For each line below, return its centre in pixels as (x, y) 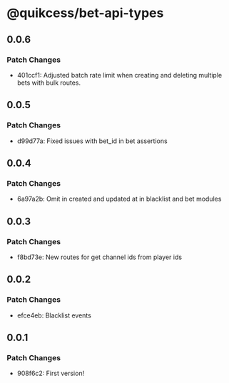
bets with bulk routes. (49, 83)
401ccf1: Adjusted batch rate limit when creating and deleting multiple (119, 75)
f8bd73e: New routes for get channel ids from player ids (100, 257)
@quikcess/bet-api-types (85, 13)
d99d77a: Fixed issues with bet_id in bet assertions (92, 141)
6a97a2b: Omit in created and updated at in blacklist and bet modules (119, 199)
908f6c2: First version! (51, 373)
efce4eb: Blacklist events (54, 315)
